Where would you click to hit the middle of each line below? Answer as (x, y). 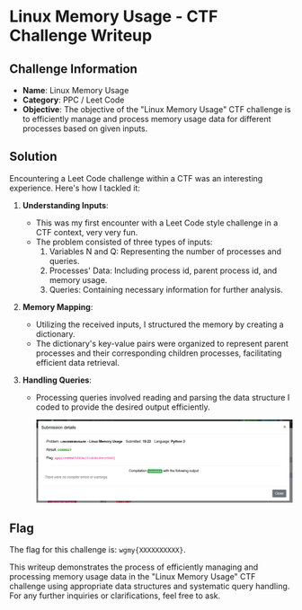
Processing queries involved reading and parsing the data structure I (163, 397)
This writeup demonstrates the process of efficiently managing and (134, 567)
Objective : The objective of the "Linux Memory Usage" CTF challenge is (156, 109)
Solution (33, 157)
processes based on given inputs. (85, 128)
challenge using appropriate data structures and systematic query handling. (150, 587)
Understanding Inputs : (66, 205)
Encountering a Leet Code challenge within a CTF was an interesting (136, 178)
